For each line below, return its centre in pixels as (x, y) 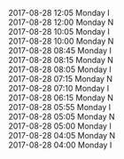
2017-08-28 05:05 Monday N (62, 116)
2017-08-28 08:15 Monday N (61, 60)
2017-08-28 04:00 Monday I (60, 145)
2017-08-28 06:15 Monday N (61, 98)
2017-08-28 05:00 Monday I (60, 126)
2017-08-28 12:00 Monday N (61, 22)
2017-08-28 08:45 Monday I (60, 51)
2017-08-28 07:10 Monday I (59, 88)
